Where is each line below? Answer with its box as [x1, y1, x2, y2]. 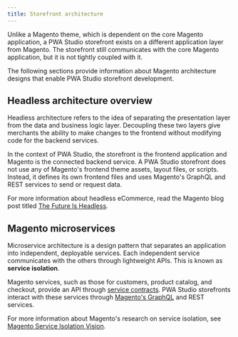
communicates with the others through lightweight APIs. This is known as [7, 256, 223, 265]
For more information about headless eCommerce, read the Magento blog [7, 194, 224, 203]
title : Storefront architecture [7, 10, 103, 18]
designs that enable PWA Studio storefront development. [7, 74, 175, 83]
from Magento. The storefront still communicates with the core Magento [7, 45, 219, 53]
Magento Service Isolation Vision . [7, 322, 106, 331]
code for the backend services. [7, 136, 100, 145]
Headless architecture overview [7, 95, 152, 107]
